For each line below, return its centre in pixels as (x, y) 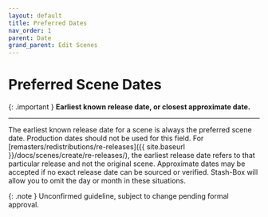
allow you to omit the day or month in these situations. (97, 181)
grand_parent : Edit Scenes (53, 45)
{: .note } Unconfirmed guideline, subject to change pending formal (118, 196)
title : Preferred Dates (48, 23)
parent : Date (30, 38)
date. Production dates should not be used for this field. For (106, 138)
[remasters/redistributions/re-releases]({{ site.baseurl (97, 147)
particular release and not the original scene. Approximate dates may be (127, 164)
